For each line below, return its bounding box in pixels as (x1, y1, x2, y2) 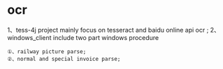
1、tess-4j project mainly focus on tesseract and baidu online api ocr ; (7, 26, 209, 34)
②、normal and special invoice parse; (7, 55, 121, 62)
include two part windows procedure (52, 33, 159, 41)
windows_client (7, 33, 52, 41)
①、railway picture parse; (7, 48, 87, 55)
